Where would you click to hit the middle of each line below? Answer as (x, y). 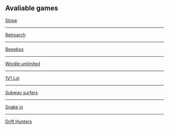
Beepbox (15, 49)
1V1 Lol (12, 78)
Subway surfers (22, 92)
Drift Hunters (19, 121)
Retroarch (16, 35)
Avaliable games (32, 8)
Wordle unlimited (23, 63)
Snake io (14, 107)
